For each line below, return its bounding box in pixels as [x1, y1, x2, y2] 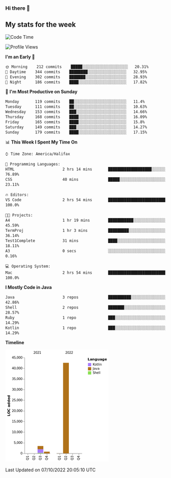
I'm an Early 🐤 [5, 54, 35, 60]
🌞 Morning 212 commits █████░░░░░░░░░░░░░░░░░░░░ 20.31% [5, 64, 149, 69]
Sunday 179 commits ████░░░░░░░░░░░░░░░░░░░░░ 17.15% [5, 130, 147, 135]
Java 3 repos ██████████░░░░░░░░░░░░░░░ [5, 295, 166, 300]
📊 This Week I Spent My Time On [5, 139, 78, 145]
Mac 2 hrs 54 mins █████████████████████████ [5, 270, 166, 275]
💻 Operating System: [5, 264, 51, 269]
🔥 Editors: [5, 192, 29, 197]
